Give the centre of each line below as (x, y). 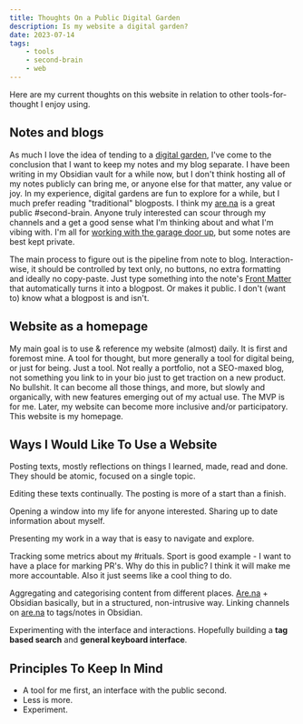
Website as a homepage (79, 327)
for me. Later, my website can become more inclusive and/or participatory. (149, 407)
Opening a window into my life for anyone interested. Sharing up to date (144, 511)
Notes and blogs (57, 133)
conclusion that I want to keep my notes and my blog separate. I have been (150, 164)
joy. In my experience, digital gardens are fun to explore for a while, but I (145, 193)
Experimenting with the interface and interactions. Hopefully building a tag (149, 630)
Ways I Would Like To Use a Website (113, 444)
